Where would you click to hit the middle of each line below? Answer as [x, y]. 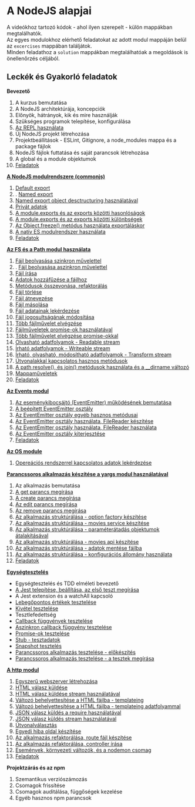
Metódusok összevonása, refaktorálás [61, 285]
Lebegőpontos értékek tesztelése [56, 602]
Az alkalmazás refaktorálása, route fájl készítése [73, 738]
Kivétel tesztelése [36, 608]
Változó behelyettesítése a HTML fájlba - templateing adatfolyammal [98, 706]
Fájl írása [26, 273]
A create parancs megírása [48, 498]
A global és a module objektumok [56, 159]
